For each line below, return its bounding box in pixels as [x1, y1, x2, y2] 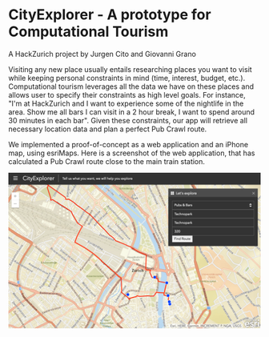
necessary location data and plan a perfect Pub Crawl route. [8, 124, 207, 134]
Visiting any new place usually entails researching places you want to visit [8, 64, 252, 74]
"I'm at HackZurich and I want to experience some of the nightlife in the [8, 98, 244, 108]
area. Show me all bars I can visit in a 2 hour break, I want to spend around [8, 106, 255, 117]
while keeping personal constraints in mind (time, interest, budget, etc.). [8, 73, 246, 82]
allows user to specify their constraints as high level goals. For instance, [8, 90, 246, 99]
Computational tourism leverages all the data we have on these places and [8, 82, 255, 91]
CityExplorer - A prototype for [8, 6, 211, 24]
